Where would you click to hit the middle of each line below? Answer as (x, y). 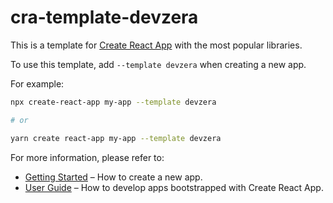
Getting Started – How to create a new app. (113, 177)
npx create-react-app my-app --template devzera (113, 102)
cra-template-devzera (104, 17)
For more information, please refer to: (87, 157)
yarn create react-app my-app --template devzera (116, 138)
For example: (37, 83)
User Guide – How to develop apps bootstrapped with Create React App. (174, 187)
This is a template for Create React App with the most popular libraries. (156, 45)
